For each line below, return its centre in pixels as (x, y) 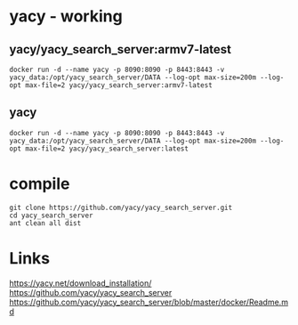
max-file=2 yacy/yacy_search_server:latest (107, 149)
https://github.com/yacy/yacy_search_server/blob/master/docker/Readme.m (149, 302)
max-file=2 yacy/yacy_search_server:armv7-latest (119, 85)
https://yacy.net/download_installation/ (81, 283)
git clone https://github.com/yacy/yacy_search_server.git (121, 207)
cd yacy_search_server (51, 215)
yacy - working (66, 16)
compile (40, 183)
